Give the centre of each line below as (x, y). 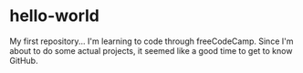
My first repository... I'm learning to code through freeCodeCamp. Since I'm (151, 41)
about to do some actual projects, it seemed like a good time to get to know (151, 50)
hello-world (55, 16)
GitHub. (24, 60)
